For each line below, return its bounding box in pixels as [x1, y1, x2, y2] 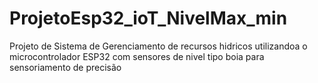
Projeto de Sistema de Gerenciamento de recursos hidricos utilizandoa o [9, 40, 308, 52]
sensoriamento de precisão [9, 61, 122, 73]
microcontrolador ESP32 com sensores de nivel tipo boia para [9, 50, 265, 62]
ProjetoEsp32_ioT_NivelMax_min [9, 7, 288, 30]
